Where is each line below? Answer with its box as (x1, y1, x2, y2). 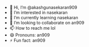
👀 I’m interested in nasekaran (9, 10, 68, 15)
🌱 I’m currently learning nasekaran (9, 15, 78, 20)
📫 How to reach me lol (9, 25, 56, 31)
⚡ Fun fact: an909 (9, 37, 45, 43)
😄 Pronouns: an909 (9, 32, 50, 38)
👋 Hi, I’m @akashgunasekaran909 (9, 5, 77, 10)
